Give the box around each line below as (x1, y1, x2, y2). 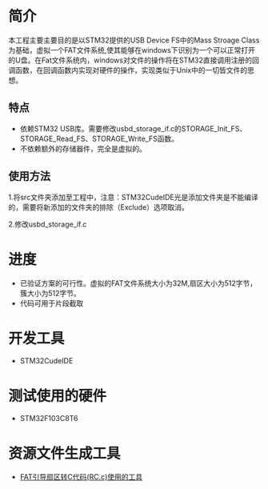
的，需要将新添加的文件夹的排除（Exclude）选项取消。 (8, 202, 190, 212)
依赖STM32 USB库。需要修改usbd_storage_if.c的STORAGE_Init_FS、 (19, 123, 247, 133)
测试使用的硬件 (8, 387, 107, 405)
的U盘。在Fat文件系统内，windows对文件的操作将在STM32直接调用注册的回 (8, 55, 260, 65)
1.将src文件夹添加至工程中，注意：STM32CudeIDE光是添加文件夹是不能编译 (8, 192, 258, 202)
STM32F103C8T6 (19, 414, 78, 423)
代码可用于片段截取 (19, 298, 84, 308)
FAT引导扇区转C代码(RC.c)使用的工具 (19, 472, 143, 482)
